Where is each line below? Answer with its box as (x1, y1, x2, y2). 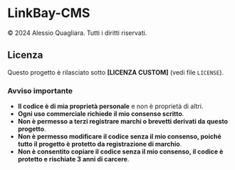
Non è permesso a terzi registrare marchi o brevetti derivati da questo (17, 117, 229, 126)
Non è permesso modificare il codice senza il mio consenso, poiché (17, 132, 222, 141)
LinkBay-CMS (7, 5, 90, 21)
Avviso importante (7, 85, 73, 95)
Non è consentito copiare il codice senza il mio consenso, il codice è (17, 147, 224, 156)
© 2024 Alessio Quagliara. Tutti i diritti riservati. (7, 28, 147, 37)
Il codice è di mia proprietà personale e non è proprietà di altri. (17, 102, 204, 111)
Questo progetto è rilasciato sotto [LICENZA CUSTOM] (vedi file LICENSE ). (7, 68, 224, 76)
